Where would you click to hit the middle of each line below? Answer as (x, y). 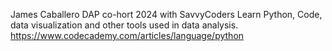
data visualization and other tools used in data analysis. (124, 25)
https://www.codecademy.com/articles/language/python (127, 35)
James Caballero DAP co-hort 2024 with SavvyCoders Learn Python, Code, (166, 14)
